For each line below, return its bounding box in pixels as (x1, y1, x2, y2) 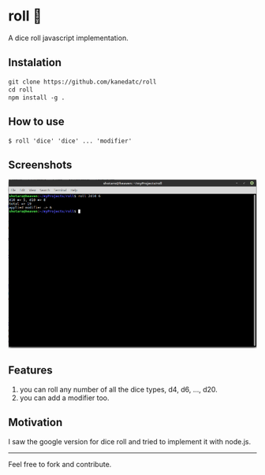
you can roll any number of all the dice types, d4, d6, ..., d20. (19, 384, 218, 394)
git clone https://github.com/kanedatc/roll (8, 78, 157, 86)
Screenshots (8, 158, 73, 172)
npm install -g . (8, 94, 65, 102)
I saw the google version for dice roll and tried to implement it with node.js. (8, 436, 252, 446)
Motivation (8, 416, 63, 429)
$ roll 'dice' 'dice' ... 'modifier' (8, 137, 132, 145)
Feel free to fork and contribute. (8, 459, 112, 469)
